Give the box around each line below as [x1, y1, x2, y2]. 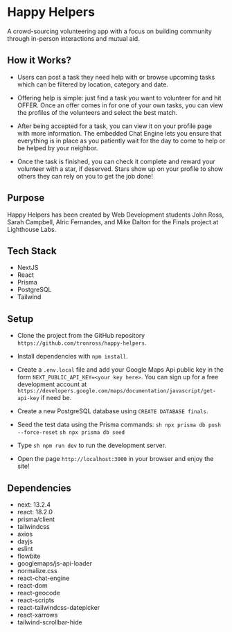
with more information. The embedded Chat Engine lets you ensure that [17, 129, 222, 137]
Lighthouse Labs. [7, 225, 57, 233]
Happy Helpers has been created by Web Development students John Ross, [7, 210, 224, 219]
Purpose [7, 192, 45, 204]
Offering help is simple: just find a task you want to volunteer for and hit [17, 93, 222, 102]
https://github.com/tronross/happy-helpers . [17, 338, 147, 347]
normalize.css [17, 567, 57, 575]
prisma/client [17, 515, 55, 523]
